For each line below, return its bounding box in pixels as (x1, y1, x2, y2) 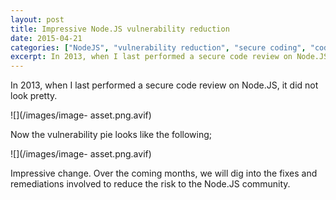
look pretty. (10, 90, 58, 102)
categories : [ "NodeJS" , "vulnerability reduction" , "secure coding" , (10, 42, 307, 53)
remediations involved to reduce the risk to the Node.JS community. (10, 178, 291, 190)
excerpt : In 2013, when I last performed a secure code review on (10, 52, 293, 62)
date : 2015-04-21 (10, 33, 83, 43)
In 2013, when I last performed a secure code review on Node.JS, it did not (10, 79, 319, 91)
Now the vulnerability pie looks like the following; (10, 129, 213, 141)
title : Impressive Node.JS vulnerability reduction (10, 24, 230, 34)
